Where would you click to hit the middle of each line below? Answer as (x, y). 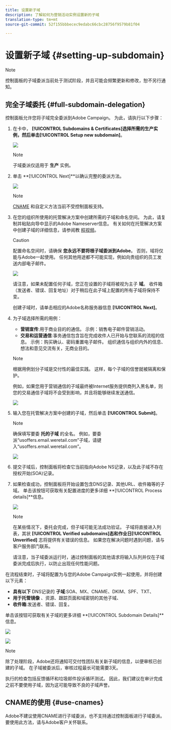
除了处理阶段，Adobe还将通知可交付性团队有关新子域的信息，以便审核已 (81, 661)
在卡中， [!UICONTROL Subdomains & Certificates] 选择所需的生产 (83, 129)
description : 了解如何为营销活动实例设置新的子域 (52, 15)
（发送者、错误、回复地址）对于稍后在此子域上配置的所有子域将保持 (84, 290)
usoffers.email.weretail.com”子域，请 (58, 440)
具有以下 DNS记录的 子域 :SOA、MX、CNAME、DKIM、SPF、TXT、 (83, 591)
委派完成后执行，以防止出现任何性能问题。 (57, 563)
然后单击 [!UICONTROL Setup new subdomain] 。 (73, 135)
